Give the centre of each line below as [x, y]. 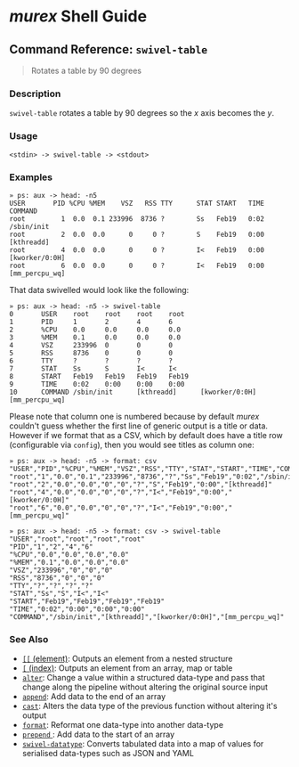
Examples [31, 177]
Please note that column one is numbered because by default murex [134, 416]
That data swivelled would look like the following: [99, 290]
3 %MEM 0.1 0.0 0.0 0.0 [95, 337]
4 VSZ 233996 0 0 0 [91, 345]
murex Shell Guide [78, 16]
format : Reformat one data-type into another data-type [123, 725]
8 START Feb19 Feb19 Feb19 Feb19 [99, 376]
